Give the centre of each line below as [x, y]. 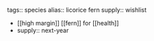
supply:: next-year [43, 30]
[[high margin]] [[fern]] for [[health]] [68, 23]
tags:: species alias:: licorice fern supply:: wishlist [77, 10]
